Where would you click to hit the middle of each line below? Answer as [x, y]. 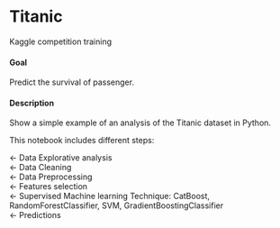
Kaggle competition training [61, 41]
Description [32, 103]
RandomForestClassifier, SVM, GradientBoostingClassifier [116, 205]
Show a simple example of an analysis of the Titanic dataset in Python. [140, 123]
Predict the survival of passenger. [72, 82]
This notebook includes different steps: [82, 141]
